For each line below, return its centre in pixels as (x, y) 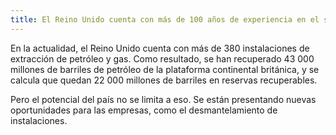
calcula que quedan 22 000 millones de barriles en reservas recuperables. (164, 80)
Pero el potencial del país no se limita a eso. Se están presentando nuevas (163, 99)
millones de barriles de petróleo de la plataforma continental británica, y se (165, 69)
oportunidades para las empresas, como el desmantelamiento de (144, 110)
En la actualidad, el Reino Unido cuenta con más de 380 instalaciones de (160, 48)
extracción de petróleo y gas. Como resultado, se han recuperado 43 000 (162, 58)
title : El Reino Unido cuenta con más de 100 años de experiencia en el (165, 19)
